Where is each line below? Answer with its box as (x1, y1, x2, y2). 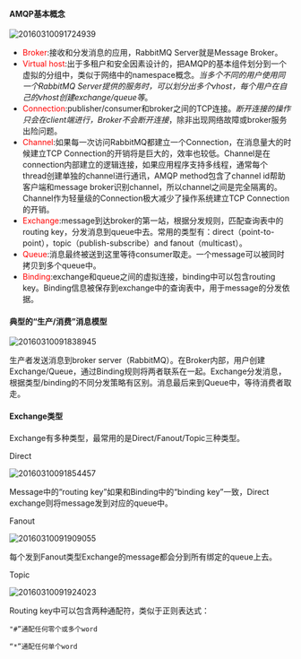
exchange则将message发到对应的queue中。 (9, 498, 173, 508)
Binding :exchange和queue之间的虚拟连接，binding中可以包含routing (21, 272, 276, 282)
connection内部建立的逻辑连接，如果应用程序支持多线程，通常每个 (21, 160, 269, 170)
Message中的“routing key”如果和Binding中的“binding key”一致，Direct (9, 486, 270, 497)
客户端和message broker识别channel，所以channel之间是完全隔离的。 (21, 182, 282, 193)
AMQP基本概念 (9, 8, 65, 19)
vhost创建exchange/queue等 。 (38, 92, 153, 103)
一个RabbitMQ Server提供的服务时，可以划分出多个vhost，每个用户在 (21, 81, 279, 91)
